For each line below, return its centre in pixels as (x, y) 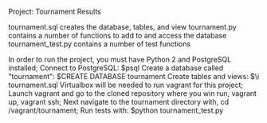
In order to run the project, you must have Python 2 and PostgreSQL (120, 60)
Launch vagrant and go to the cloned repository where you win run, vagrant (133, 93)
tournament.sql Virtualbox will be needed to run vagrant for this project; (126, 85)
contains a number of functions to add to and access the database (118, 36)
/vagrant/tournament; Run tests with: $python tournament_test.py (116, 110)
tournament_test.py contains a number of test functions (100, 44)
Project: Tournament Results (55, 12)
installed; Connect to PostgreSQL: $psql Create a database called (116, 68)
